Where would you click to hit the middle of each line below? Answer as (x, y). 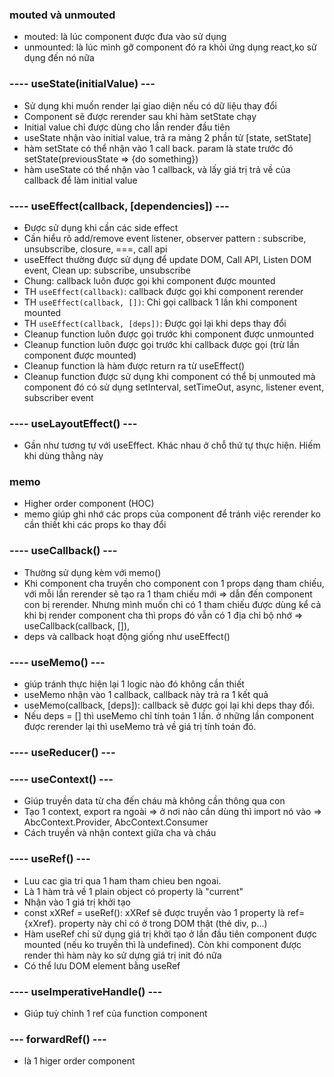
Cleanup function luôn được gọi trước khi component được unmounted (169, 334)
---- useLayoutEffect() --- (73, 423)
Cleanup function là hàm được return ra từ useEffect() (134, 365)
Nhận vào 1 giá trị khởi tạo (77, 902)
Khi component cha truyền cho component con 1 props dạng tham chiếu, (174, 583)
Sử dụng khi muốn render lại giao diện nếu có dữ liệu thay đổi (150, 105)
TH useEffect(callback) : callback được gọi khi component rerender (163, 291)
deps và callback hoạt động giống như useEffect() (127, 636)
